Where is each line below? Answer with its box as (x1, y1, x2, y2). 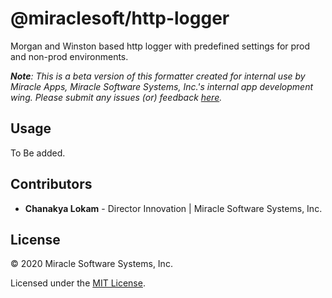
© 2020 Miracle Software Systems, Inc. (10, 258, 173, 270)
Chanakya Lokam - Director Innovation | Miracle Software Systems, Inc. (24, 202, 323, 214)
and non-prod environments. (10, 50, 129, 62)
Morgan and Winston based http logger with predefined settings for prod (10, 40, 311, 52)
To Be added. (10, 147, 66, 159)
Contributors (10, 176, 93, 193)
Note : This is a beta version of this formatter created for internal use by (10, 70, 306, 82)
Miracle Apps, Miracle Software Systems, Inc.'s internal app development (10, 80, 314, 92)
